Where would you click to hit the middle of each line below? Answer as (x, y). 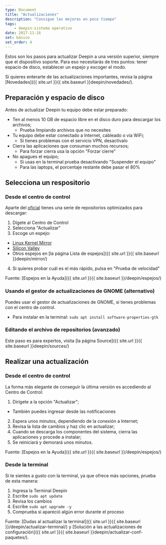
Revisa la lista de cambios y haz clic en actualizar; (64, 426)
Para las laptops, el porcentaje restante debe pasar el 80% (80, 167)
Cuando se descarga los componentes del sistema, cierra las (75, 431)
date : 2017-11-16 (23, 33)
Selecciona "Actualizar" (37, 228)
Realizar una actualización (47, 362)
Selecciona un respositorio (48, 182)
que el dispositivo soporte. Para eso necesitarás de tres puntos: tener (76, 62)
